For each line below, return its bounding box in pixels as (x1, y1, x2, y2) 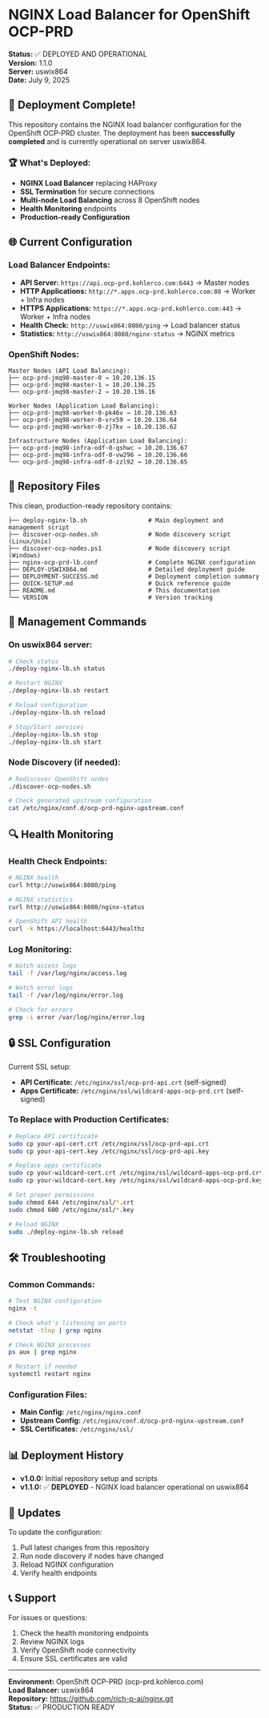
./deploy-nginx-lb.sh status (8, 664, 106, 673)
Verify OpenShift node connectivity (19, 1645, 136, 1655)
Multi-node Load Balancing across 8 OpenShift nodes (19, 195, 200, 205)
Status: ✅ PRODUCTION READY (8, 1702, 115, 1712)
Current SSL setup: (8, 1062, 71, 1071)
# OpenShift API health (8, 917, 88, 925)
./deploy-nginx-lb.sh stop (8, 730, 98, 738)
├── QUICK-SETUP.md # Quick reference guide (8, 579, 231, 588)
